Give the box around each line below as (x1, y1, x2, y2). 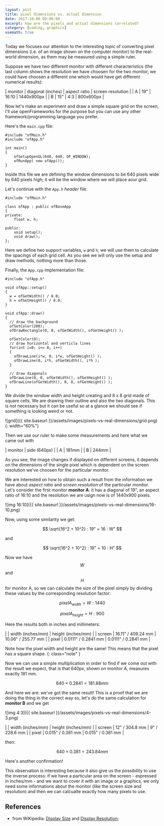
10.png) (5, 507, 21, 513)
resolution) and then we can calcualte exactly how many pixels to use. (5, 788, 147, 794)
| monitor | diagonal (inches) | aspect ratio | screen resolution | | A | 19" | (5, 89, 151, 94)
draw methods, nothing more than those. (5, 258, 87, 263)
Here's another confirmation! (5, 758, 64, 764)
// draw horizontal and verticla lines (9, 341, 91, 346)
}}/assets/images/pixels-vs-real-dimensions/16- (59, 502, 157, 507)
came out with (5, 438, 34, 443)
